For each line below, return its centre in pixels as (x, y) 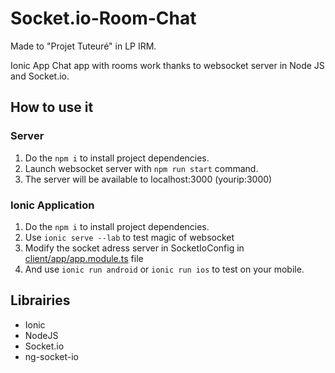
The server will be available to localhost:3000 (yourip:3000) (148, 179)
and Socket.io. (40, 76)
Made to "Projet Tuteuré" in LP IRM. (83, 46)
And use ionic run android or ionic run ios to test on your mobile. (164, 269)
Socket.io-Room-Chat (103, 18)
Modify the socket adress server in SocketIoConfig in (134, 248)
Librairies (40, 300)
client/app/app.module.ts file (84, 258)
